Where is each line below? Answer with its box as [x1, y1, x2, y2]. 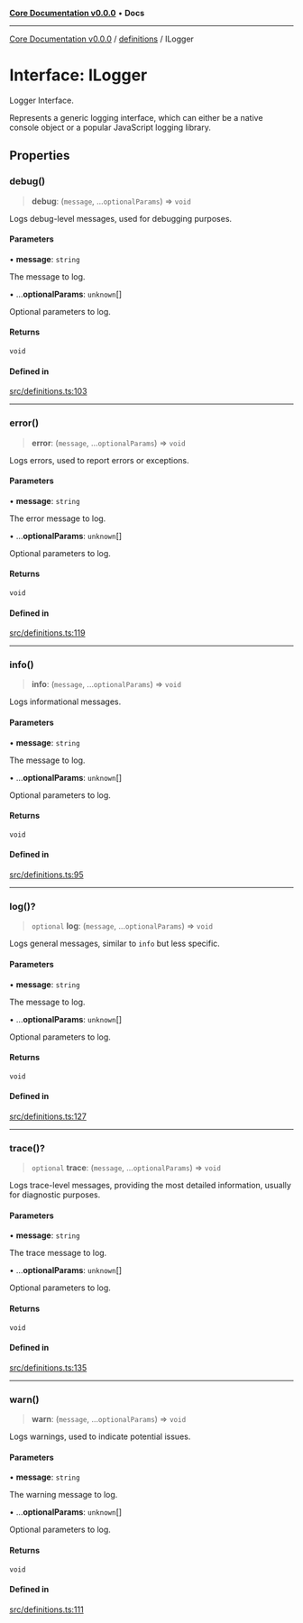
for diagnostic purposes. [9, 1189, 101, 1200]
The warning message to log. [9, 1490, 118, 1500]
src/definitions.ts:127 [9, 1111, 87, 1122]
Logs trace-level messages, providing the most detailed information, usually [9, 1180, 291, 1191]
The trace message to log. [9, 1248, 107, 1259]
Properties [9, 148, 70, 163]
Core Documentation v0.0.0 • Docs [9, 8, 145, 18]
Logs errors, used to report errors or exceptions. [9, 454, 189, 465]
